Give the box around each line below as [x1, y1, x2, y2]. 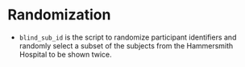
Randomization [7, 6, 111, 24]
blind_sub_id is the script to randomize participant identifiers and [19, 32, 237, 42]
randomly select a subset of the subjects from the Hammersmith [19, 40, 234, 50]
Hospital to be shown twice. [19, 49, 112, 59]
